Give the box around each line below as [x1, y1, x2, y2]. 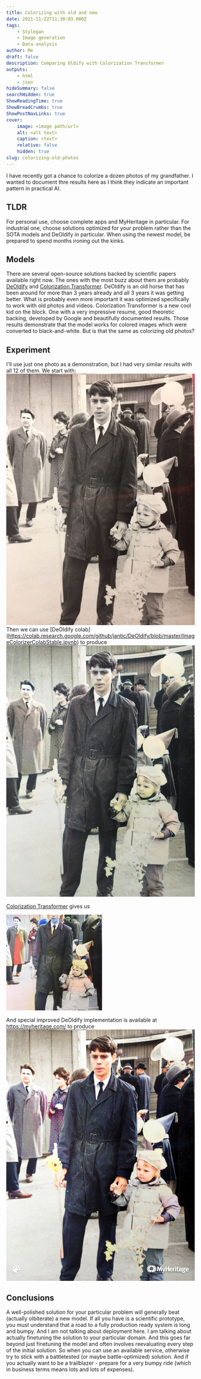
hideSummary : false [6, 86, 55, 92]
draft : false [6, 54, 39, 60]
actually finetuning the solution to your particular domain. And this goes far [6, 1334, 191, 1341]
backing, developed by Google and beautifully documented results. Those [6, 315, 189, 322]
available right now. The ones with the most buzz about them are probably [6, 277, 190, 284]
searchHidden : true [6, 92, 55, 98]
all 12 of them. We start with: [6, 367, 77, 374]
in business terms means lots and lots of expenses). [6, 1366, 135, 1373]
